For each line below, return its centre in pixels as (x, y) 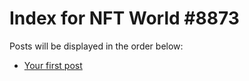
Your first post (53, 65)
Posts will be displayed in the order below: (96, 46)
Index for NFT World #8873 (124, 18)
